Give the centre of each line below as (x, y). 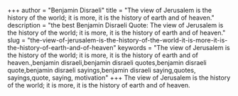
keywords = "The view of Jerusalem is (174, 48)
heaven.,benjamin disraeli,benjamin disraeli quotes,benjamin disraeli (107, 62)
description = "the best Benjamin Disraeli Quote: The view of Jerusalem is (115, 25)
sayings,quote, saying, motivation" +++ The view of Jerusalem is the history (119, 78)
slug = (17, 40)
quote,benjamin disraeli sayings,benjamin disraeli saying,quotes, (102, 70)
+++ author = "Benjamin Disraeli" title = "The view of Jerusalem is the (109, 10)
